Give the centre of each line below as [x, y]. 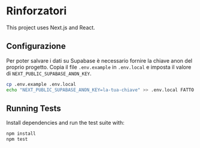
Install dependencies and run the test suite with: [65, 123]
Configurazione [36, 46]
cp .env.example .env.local [41, 84]
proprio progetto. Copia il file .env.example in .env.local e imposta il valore [99, 67]
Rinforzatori [37, 11]
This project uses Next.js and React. [51, 27]
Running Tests [34, 108]
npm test [17, 139]
